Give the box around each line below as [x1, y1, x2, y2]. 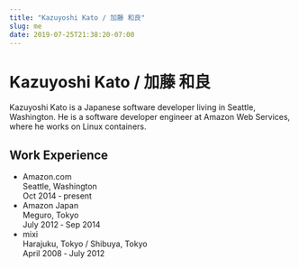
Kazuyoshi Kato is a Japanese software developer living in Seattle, [9, 102, 257, 113]
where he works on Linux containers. [9, 121, 147, 132]
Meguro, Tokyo [22, 209, 79, 221]
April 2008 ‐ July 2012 [22, 248, 105, 259]
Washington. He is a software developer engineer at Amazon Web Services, [9, 112, 291, 123]
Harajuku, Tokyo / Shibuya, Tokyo [22, 238, 148, 249]
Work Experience [9, 147, 109, 162]
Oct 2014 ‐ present [22, 190, 93, 201]
